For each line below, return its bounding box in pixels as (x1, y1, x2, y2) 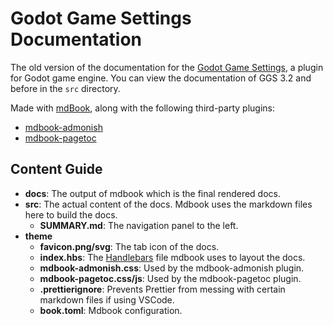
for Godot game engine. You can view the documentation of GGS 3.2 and (10, 72, 312, 84)
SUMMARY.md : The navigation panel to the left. (39, 219, 239, 231)
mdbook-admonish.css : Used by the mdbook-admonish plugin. (39, 262, 305, 274)
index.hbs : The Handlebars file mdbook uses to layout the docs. (39, 251, 306, 263)
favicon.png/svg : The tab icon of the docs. (39, 240, 220, 252)
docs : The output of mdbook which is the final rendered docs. (24, 187, 281, 199)
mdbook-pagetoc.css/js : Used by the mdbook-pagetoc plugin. (39, 272, 302, 284)
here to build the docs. (24, 208, 118, 221)
